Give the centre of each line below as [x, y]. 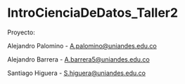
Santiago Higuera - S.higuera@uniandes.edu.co [77, 73]
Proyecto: [21, 32]
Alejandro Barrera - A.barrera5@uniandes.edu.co [78, 59]
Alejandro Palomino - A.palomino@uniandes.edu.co [82, 45]
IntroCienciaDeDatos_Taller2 [92, 13]
